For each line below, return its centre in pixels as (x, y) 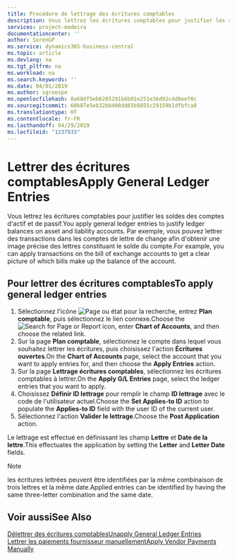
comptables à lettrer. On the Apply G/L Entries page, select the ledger (119, 379)
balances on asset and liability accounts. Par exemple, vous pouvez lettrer (115, 231)
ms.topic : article (34, 54)
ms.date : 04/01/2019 (38, 86)
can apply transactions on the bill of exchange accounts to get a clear (109, 254)
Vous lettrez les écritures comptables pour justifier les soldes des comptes (116, 217)
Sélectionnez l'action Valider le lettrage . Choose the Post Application (119, 416)
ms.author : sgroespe (38, 92)
